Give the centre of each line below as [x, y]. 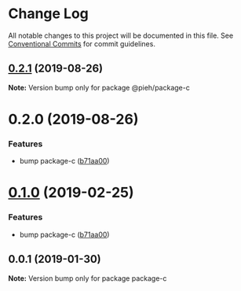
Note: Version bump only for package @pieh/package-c [99, 87]
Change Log [48, 14]
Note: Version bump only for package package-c [88, 278]
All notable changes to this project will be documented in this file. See [121, 35]
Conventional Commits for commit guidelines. [82, 43]
